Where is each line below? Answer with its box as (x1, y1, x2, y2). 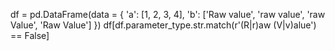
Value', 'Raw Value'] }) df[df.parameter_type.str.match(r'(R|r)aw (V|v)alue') (10, 19, 317, 31)
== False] (10, 30, 50, 41)
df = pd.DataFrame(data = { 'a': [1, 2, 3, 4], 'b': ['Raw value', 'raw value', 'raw (10, 9, 326, 20)
